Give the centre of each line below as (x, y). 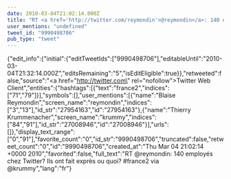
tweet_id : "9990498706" (41, 33)
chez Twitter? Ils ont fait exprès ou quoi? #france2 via (83, 161)
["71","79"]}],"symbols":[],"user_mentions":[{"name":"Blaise (91, 95)
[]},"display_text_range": (41, 132)
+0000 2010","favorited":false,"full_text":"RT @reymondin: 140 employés (110, 154)
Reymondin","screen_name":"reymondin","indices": (80, 103)
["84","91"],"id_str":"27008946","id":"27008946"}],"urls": (88, 125)
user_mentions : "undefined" (47, 26)
